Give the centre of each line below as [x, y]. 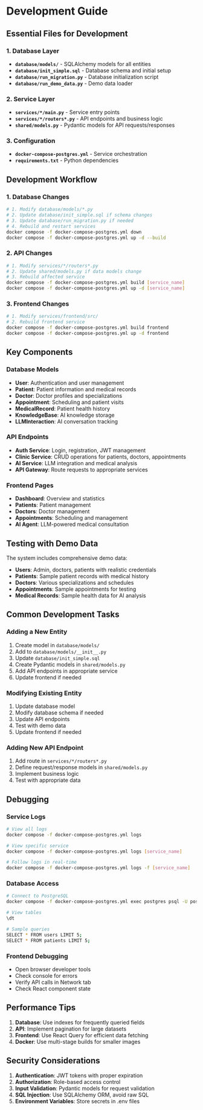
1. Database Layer [33, 51]
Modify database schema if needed [59, 712]
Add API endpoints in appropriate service [66, 671]
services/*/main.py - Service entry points [67, 112]
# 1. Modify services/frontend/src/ [52, 317]
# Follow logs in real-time [42, 863]
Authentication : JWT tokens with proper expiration [79, 1075]
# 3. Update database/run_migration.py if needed [70, 220]
